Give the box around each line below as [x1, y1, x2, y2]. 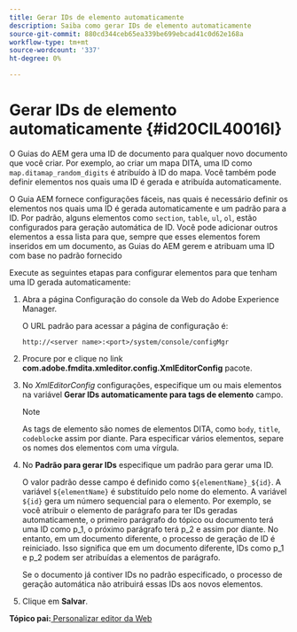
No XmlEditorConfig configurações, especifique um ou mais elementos [21, 379, 282, 390]
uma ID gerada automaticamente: [9, 277, 131, 287]
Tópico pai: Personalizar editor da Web [9, 612, 152, 623]
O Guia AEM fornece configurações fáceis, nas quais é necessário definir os [9, 193, 288, 204]
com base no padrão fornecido [9, 250, 122, 261]
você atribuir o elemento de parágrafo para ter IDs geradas [21, 504, 238, 515]
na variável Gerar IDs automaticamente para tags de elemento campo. [21, 389, 284, 400]
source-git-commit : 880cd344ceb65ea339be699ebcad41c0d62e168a [9, 29, 244, 38]
